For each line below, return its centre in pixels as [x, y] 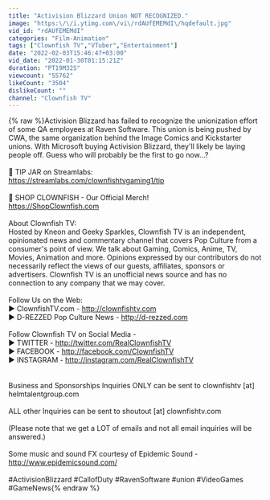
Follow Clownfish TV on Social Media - [72, 334]
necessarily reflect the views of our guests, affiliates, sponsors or [117, 266]
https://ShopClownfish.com [54, 207]
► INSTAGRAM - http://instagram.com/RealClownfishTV [101, 360]
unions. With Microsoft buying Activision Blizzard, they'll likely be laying [127, 146]
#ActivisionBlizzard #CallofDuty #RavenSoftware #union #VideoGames [126, 480]
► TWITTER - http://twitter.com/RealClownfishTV [90, 343]
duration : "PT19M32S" [45, 68]
